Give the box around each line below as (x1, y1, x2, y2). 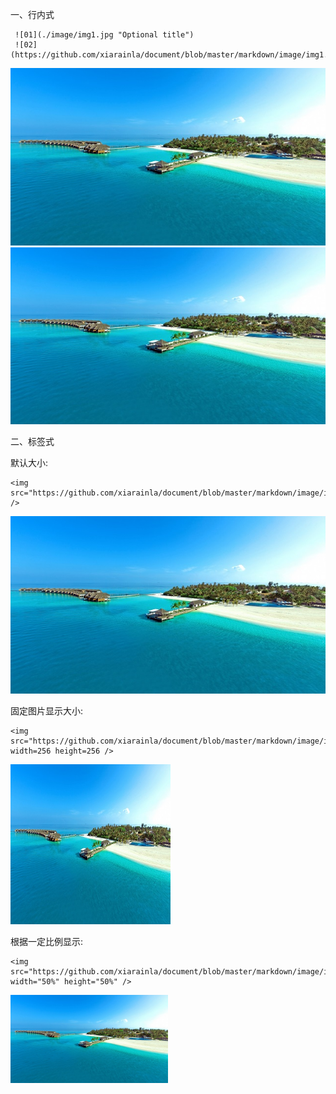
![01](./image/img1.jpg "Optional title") (14, 30, 195, 40)
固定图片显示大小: (10, 704, 84, 717)
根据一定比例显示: (10, 935, 84, 947)
